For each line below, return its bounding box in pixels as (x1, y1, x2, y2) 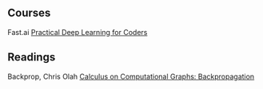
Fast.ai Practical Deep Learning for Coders (7, 27, 148, 37)
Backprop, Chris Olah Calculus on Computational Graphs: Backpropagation (7, 72, 255, 81)
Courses (7, 6, 51, 20)
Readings (7, 51, 56, 64)
